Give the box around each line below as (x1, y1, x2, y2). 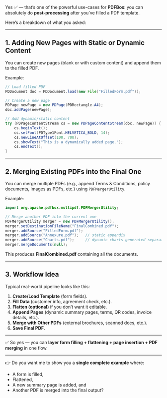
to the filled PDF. (5, 65, 39, 71)
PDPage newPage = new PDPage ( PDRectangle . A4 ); (5, 102, 103, 108)
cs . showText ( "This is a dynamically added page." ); (14, 139, 123, 144)
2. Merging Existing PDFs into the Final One (5, 167, 142, 176)
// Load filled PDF (5, 84, 46, 89)
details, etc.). (12, 314, 39, 320)
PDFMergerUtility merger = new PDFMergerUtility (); (5, 219, 114, 224)
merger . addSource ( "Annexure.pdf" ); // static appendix (5, 233, 126, 238)
